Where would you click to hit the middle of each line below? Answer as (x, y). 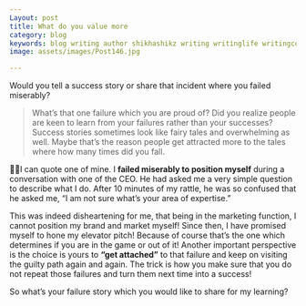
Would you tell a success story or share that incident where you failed (140, 86)
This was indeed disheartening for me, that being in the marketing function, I (153, 216)
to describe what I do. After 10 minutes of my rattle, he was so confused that (153, 189)
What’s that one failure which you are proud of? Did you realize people (163, 113)
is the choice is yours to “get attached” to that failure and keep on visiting (149, 255)
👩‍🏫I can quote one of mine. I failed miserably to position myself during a (147, 169)
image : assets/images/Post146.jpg (75, 52)
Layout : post (34, 18)
